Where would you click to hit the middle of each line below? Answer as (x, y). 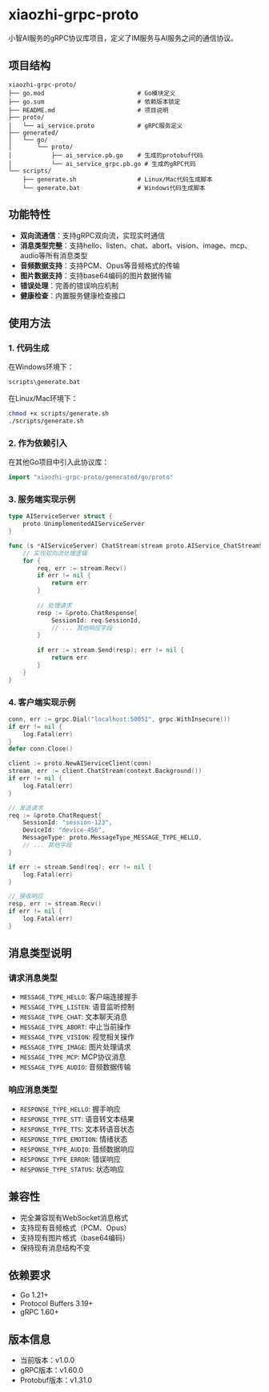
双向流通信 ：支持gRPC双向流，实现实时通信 (92, 235)
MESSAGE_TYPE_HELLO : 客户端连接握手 (79, 997)
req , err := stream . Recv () (82, 568)
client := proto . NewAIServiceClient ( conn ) (80, 763)
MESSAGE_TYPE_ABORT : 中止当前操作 (75, 1027)
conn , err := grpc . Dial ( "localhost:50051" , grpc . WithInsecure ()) (119, 719)
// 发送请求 (26, 807)
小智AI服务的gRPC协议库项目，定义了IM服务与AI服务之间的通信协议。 (123, 38)
